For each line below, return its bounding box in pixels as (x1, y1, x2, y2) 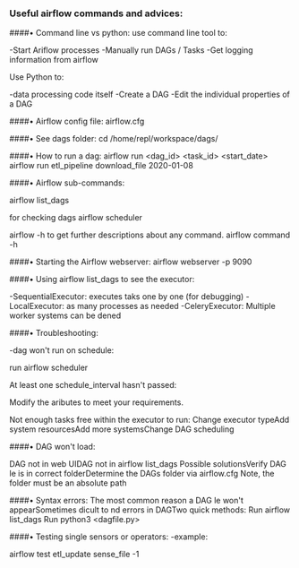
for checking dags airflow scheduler (9, 212, 143, 223)
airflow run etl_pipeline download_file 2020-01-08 (9, 160, 194, 171)
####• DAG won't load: (9, 442, 96, 452)
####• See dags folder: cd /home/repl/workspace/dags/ (9, 133, 218, 144)
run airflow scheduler (9, 362, 89, 374)
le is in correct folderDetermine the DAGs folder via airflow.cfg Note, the (9, 469, 275, 479)
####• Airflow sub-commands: (9, 177, 125, 188)
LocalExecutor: (9, 301, 65, 312)
